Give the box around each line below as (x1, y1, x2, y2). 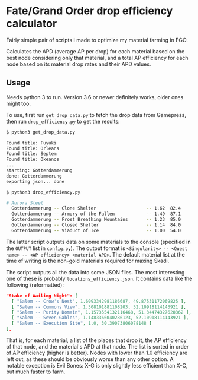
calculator (6, 17, 57, 30)
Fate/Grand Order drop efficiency (6, 4, 173, 18)
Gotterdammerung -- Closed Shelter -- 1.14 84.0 (11, 222, 181, 228)
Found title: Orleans (6, 145, 60, 151)
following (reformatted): (6, 281, 64, 289)
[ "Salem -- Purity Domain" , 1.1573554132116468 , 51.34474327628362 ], (11, 309, 192, 315)
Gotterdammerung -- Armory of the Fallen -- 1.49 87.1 (11, 211, 181, 217)
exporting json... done (6, 178, 65, 185)
